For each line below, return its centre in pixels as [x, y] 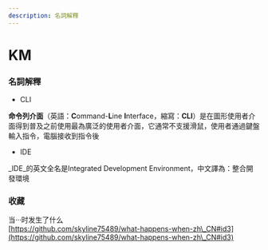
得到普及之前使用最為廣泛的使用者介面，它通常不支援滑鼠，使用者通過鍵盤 [137, 126]
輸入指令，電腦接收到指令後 [54, 136]
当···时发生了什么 [36, 220]
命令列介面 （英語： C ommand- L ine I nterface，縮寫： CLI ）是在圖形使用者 [128, 116]
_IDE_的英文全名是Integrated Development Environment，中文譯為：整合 [128, 169]
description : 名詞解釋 [43, 16]
